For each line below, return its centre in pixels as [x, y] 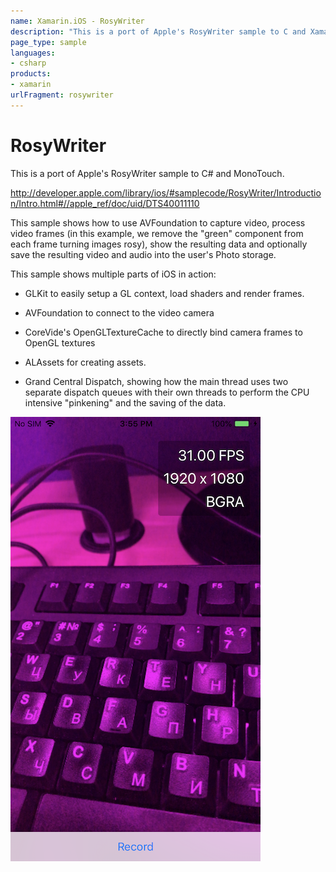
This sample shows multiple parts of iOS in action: [113, 274]
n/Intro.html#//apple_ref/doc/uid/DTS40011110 [105, 203]
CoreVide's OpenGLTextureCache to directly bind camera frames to [163, 332]
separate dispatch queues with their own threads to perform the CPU [167, 392]
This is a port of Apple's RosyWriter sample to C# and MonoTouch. [147, 173]
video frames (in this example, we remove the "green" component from [157, 233]
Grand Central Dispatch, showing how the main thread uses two [156, 381]
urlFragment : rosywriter [62, 95]
